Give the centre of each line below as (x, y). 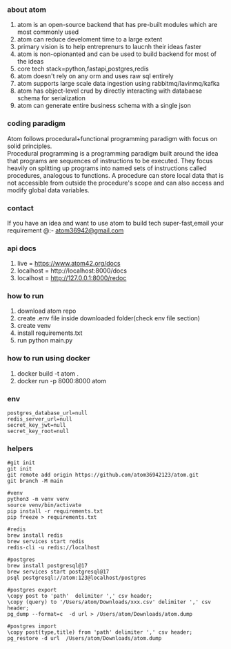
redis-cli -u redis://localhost (53, 548)
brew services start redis (46, 542)
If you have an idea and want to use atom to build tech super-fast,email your (115, 223)
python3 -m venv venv (38, 500)
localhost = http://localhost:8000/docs (72, 271)
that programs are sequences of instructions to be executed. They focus (110, 161)
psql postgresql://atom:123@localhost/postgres (77, 578)
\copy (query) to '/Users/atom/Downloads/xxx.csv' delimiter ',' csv (109, 602)
